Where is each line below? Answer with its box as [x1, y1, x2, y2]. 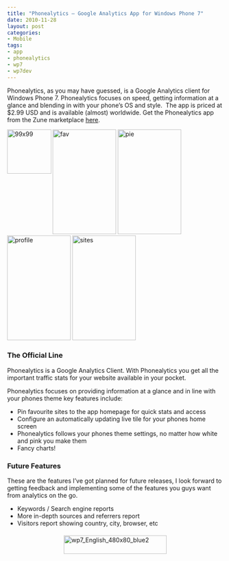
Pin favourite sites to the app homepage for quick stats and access [16, 407, 206, 415]
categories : [7, 29, 41, 36]
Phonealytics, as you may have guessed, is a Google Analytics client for [7, 87, 210, 95]
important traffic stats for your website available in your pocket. [7, 374, 186, 382]
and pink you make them [16, 437, 87, 445]
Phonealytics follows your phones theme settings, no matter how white [16, 429, 218, 437]
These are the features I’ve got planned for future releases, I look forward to [7, 477, 222, 485]
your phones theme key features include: [7, 394, 123, 402]
